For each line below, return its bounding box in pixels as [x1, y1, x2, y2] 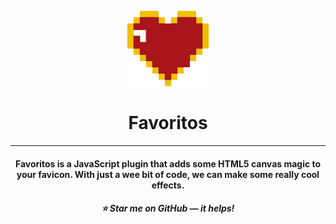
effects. [151, 179, 185, 191]
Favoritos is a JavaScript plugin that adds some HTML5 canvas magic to [14, 157, 322, 170]
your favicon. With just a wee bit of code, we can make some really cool [16, 168, 320, 180]
